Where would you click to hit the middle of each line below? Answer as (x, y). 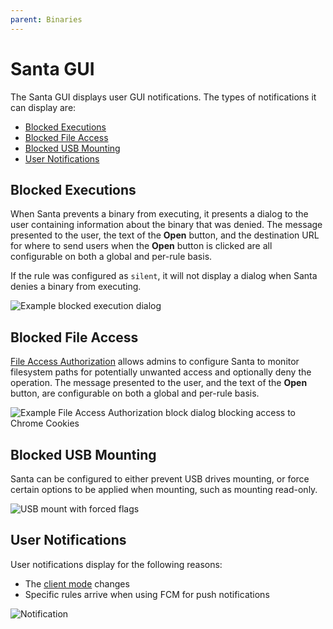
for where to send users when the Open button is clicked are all (141, 246)
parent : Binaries (46, 19)
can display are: (43, 107)
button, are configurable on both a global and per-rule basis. (135, 393)
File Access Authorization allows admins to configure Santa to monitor (155, 362)
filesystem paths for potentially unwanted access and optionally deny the (161, 372)
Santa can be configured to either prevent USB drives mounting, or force (160, 479)
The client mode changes (77, 583)
